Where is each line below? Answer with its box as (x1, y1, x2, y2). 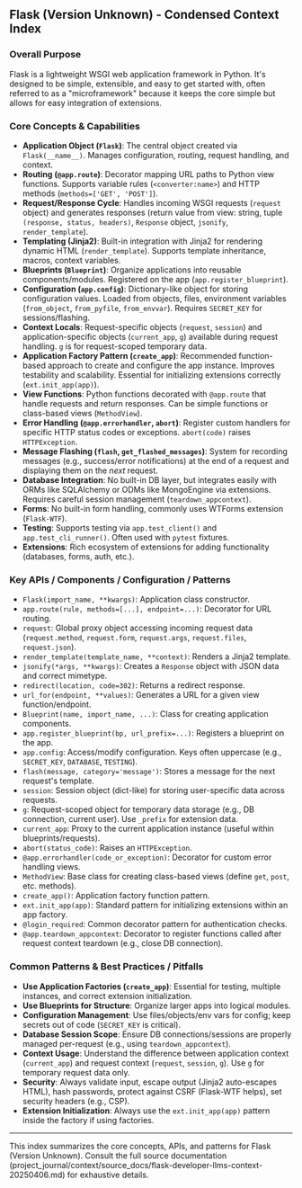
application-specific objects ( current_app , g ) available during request (22, 331, 279, 342)
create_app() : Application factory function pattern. (22, 890, 210, 901)
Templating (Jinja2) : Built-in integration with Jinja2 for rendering (22, 236, 263, 246)
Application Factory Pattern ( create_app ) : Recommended (22, 350, 237, 361)
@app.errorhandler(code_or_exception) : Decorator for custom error (22, 852, 272, 862)
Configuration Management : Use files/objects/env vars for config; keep (22, 1009, 291, 1020)
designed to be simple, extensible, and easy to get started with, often (9, 78, 266, 89)
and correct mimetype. (22, 670, 108, 682)
